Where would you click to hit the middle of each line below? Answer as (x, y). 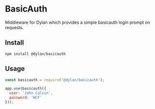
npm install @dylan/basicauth (35, 54)
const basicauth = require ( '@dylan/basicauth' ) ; (55, 80)
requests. (14, 27)
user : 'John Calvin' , (31, 93)
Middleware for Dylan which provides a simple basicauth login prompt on (78, 22)
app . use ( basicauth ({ (26, 89)
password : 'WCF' (26, 98)
